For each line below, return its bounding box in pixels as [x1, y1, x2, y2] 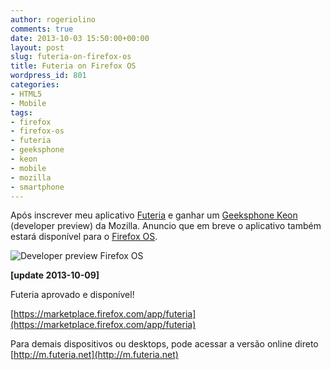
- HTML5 [10, 89, 43, 99]
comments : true [10, 24, 74, 34]
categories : [10, 80, 60, 90]
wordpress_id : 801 [10, 71, 87, 81]
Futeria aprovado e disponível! [10, 289, 135, 301]
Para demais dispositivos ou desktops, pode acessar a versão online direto [10, 338, 319, 350]
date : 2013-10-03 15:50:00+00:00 [10, 33, 150, 43]
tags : [10, 107, 33, 118]
